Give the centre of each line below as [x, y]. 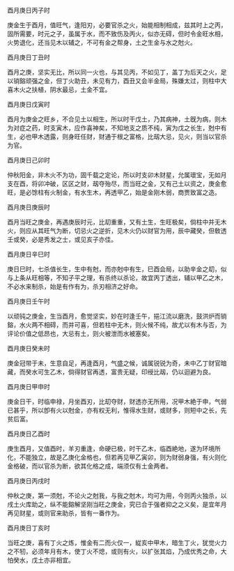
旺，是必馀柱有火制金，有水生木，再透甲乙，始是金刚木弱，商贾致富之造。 [114, 192]
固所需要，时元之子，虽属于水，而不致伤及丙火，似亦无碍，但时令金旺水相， [117, 34]
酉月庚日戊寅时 [29, 104]
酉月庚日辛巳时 [29, 254]
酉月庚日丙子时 [29, 10]
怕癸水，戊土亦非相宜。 [41, 560]
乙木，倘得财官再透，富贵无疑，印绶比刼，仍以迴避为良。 [132, 372]
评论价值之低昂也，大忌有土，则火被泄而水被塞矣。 [80, 334]
